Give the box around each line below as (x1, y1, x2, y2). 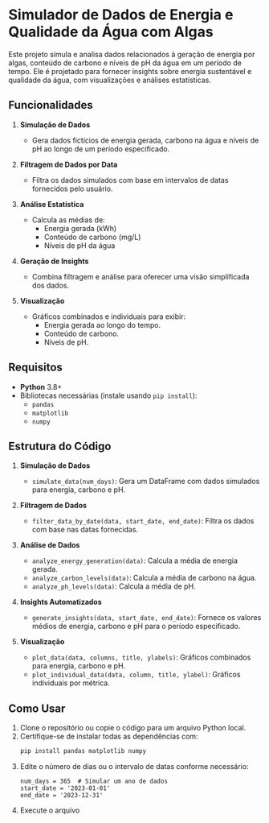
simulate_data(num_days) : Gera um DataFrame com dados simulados (31, 477, 260, 486)
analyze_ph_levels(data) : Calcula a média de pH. (31, 581, 196, 591)
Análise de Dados (19, 540, 80, 550)
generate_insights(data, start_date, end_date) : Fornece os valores (31, 613, 262, 622)
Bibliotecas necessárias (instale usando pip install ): (19, 391, 198, 400)
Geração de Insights (19, 256, 89, 266)
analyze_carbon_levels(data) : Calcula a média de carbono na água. (31, 573, 257, 583)
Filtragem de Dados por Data (19, 159, 118, 169)
